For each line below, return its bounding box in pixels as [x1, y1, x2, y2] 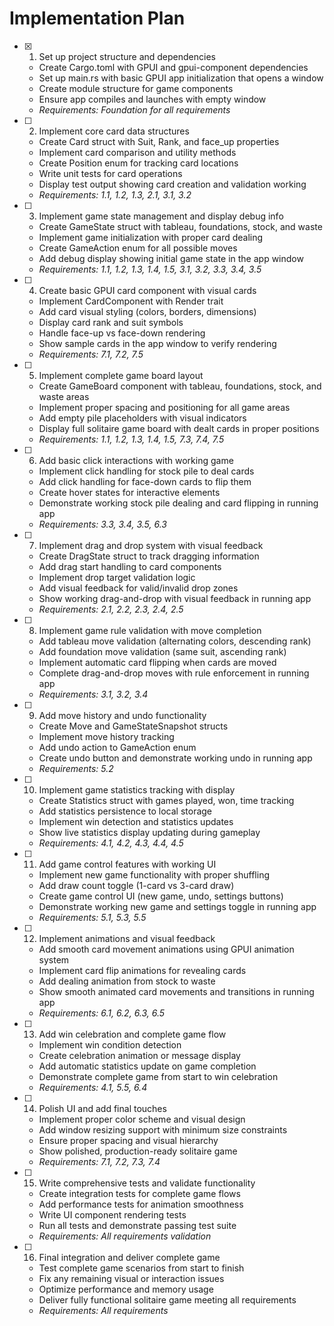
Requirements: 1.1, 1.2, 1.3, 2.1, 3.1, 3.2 [38, 188, 192, 201]
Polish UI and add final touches [38, 1102, 167, 1114]
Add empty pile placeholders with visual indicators [38, 412, 247, 424]
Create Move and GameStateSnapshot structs [38, 720, 229, 732]
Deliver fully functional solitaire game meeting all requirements [38, 1293, 297, 1306]
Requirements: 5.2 [38, 762, 114, 774]
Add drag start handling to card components [38, 560, 222, 572]
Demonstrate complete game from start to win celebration [38, 1070, 279, 1082]
